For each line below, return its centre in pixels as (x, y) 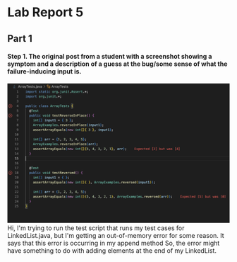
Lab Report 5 (45, 12)
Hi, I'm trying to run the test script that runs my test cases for (96, 228)
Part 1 (20, 39)
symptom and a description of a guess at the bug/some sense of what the (117, 64)
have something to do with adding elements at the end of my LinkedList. (112, 251)
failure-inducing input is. (44, 72)
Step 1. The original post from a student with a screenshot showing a (110, 57)
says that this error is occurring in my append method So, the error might (114, 243)
